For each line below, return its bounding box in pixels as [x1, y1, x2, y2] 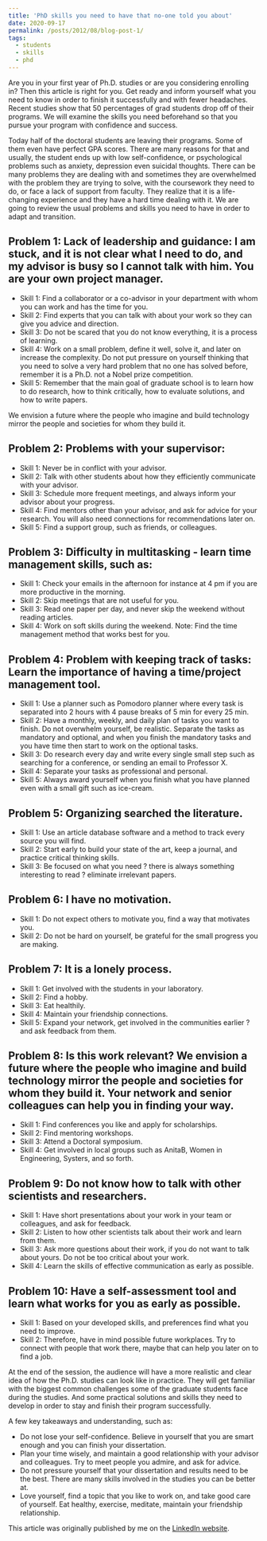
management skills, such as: [8, 557, 153, 571]
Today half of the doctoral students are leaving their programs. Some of [8, 135, 243, 145]
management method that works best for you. [19, 630, 170, 639]
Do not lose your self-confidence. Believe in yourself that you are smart [19, 1432, 254, 1441]
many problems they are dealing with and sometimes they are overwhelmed [8, 169, 257, 179]
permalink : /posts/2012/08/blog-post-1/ [8, 26, 145, 34]
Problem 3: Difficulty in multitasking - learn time [8, 545, 252, 558]
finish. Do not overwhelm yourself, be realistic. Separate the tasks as [19, 724, 245, 733]
